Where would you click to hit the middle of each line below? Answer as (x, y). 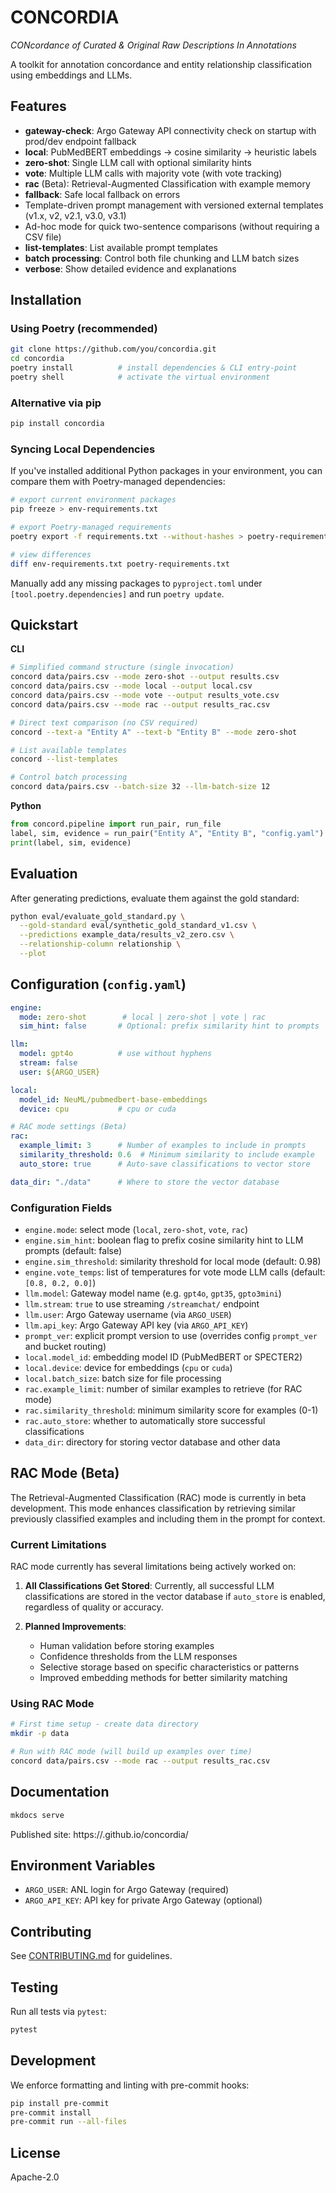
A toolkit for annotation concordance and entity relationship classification (161, 64)
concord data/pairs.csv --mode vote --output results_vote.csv (145, 696)
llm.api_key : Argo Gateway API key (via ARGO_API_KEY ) (136, 1325)
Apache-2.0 (35, 2177)
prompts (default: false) (73, 1251)
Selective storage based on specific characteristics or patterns (169, 1667)
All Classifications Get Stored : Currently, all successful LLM (149, 1586)
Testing (34, 1987)
